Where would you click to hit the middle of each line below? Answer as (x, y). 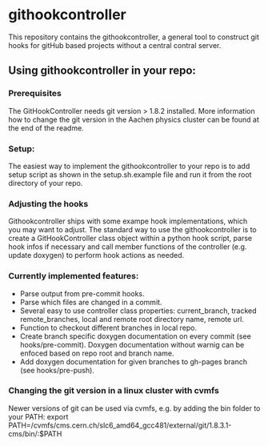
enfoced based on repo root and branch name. (97, 353)
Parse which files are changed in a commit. (91, 302)
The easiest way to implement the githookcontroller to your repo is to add (129, 166)
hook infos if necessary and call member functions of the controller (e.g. (128, 247)
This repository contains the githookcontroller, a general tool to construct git (134, 37)
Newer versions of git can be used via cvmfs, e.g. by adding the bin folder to (134, 408)
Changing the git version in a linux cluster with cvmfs (114, 391)
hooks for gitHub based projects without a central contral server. (115, 45)
